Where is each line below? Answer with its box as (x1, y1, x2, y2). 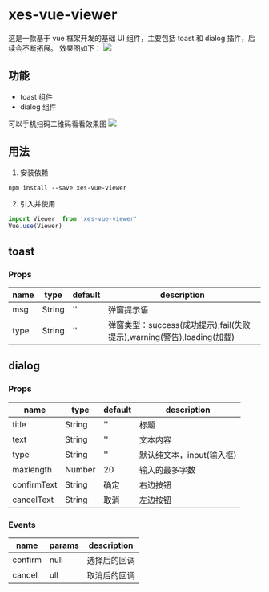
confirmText (12, 479, 58, 490)
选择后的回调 (86, 554, 135, 565)
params (49, 540, 79, 551)
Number (65, 463, 96, 475)
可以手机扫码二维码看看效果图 (8, 119, 106, 129)
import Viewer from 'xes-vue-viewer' (8, 214, 138, 223)
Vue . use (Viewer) (8, 223, 62, 231)
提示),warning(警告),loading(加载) (107, 332, 235, 342)
